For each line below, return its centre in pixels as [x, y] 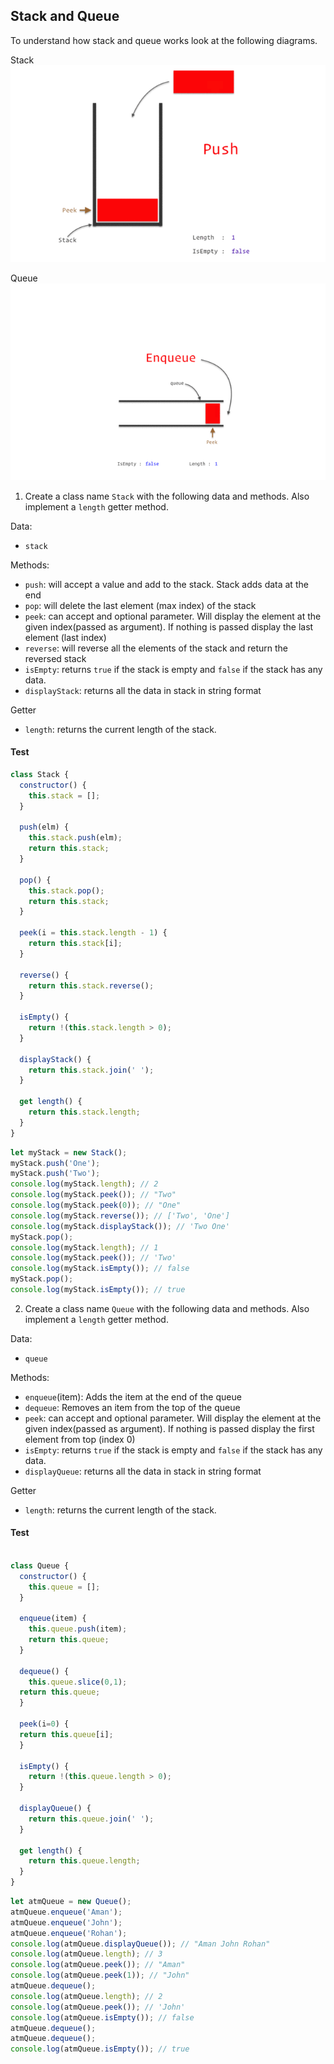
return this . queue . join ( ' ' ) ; [91, 1819]
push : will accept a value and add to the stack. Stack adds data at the [166, 584]
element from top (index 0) [80, 1439]
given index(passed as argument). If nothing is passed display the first [169, 1428]
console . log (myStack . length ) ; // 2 [84, 1184]
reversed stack [55, 658]
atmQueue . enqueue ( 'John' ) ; [66, 1922]
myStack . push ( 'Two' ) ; [55, 1174]
